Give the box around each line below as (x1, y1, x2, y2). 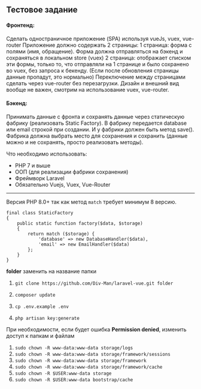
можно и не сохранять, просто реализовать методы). (6, 138, 144, 146)
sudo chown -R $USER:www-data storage (14, 370, 112, 376)
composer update (14, 292, 56, 298)
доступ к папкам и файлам (6, 332, 75, 339)
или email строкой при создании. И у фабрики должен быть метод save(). (6, 125, 194, 133)
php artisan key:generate (14, 315, 80, 321)
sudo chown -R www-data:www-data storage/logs (14, 345, 133, 351)
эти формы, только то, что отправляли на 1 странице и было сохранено (6, 60, 190, 68)
